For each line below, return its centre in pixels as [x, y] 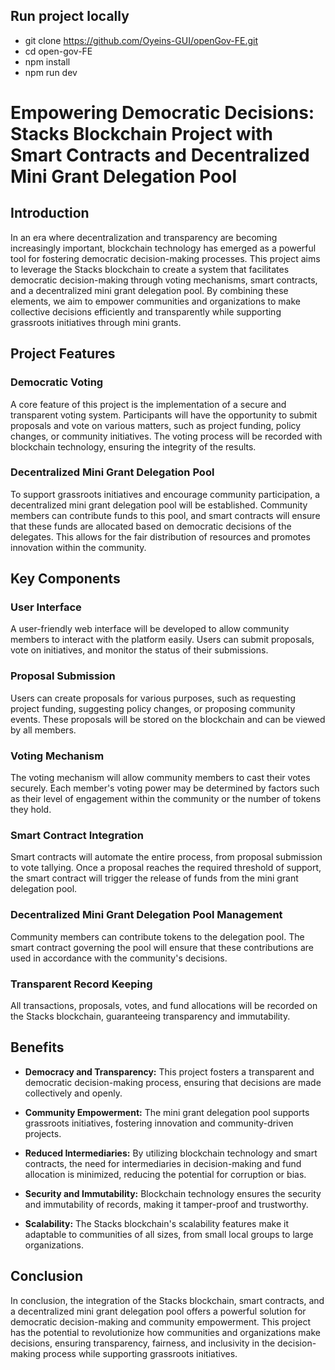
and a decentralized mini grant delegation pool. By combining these [149, 290]
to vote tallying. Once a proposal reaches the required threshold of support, [166, 868]
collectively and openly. [73, 1093]
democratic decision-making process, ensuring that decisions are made [173, 1082]
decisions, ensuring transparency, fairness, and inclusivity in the [143, 1343]
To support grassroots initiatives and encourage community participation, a [165, 494]
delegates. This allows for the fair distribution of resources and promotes [160, 536]
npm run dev [51, 72]
